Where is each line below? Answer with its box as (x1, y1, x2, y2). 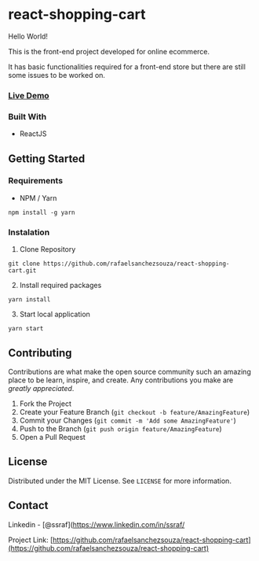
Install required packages (19, 281, 102, 290)
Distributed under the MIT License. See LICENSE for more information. (8, 476, 232, 485)
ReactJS (19, 129, 47, 138)
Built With (8, 111, 47, 122)
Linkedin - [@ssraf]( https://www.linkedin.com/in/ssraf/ (8, 519, 185, 529)
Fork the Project (19, 399, 72, 408)
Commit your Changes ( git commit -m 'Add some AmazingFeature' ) (19, 415, 237, 425)
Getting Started (8, 152, 86, 165)
